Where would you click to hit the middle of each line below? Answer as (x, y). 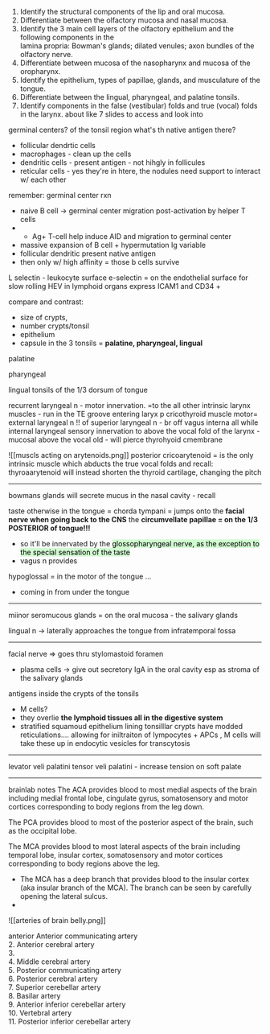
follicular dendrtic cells (58, 145)
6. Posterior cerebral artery (53, 978)
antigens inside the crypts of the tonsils (74, 694)
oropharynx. (40, 71)
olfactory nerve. (47, 54)
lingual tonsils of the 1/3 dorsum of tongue (78, 390)
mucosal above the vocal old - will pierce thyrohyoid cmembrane (116, 439)
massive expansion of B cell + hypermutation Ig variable (113, 245)
